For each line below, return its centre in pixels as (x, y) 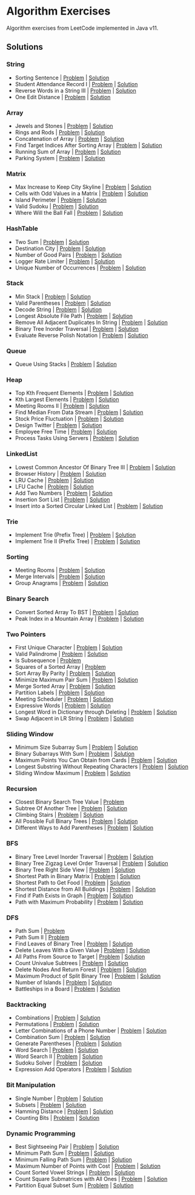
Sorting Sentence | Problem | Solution (62, 78)
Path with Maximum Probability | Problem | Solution (79, 902)
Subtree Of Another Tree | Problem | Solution (71, 808)
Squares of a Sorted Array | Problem (60, 666)
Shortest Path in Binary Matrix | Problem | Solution (78, 876)
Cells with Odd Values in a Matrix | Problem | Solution (81, 194)
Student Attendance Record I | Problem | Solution (76, 84)
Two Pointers (26, 634)
